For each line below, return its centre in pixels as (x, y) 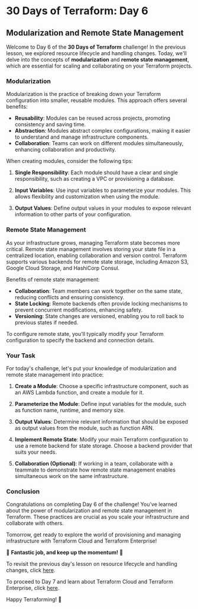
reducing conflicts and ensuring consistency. (69, 297)
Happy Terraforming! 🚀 (34, 600)
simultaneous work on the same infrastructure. (72, 476)
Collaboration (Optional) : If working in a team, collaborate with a (94, 463)
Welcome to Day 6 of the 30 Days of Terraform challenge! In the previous (96, 47)
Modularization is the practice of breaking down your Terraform (84, 94)
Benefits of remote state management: (53, 279)
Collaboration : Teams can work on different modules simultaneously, (99, 143)
